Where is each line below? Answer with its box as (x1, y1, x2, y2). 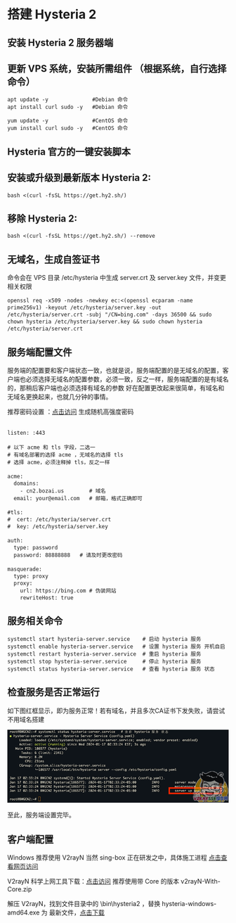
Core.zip (7, 885, 32, 893)
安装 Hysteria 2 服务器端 (7, 37, 114, 49)
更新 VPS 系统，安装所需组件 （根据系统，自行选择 (7, 63, 227, 75)
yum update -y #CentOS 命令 (7, 117, 129, 125)
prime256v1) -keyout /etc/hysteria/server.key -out (7, 304, 162, 312)
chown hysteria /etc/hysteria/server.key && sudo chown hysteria (7, 318, 202, 326)
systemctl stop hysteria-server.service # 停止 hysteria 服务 (7, 658, 202, 665)
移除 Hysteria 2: (7, 212, 78, 224)
